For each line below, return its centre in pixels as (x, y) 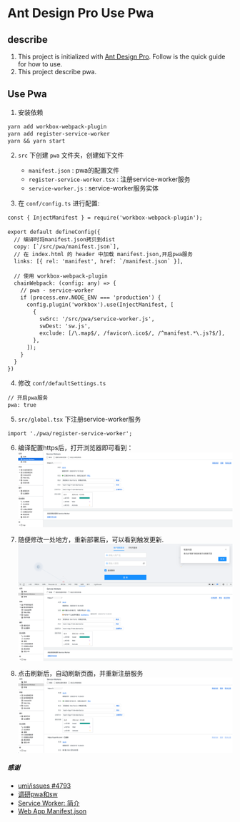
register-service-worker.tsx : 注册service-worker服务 (109, 179)
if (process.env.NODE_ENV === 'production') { (91, 298)
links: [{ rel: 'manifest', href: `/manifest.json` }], (99, 261)
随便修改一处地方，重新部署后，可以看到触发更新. (91, 539)
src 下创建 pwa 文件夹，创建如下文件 (71, 155)
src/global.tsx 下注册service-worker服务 (79, 419)
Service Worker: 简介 (49, 803)
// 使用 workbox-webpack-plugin (61, 276)
